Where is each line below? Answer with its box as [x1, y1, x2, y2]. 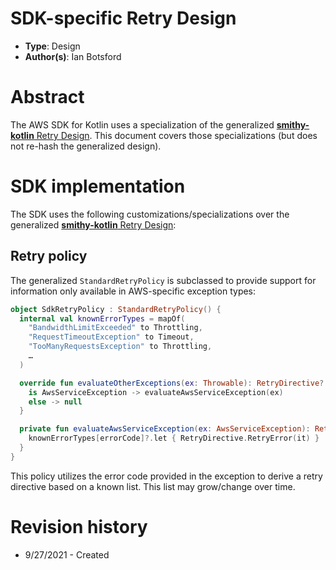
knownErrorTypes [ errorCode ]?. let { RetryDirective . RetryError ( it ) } [28, 433, 320, 444]
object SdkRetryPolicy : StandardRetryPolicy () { [10, 304, 222, 314]
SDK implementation [10, 175, 186, 198]
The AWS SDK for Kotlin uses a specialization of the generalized [10, 118, 275, 131]
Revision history [10, 515, 148, 538]
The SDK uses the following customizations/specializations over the [10, 208, 290, 220]
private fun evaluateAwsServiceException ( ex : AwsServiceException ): [19, 424, 311, 434]
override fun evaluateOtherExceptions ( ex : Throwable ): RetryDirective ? [19, 378, 325, 388]
